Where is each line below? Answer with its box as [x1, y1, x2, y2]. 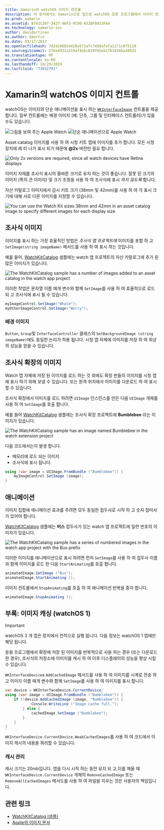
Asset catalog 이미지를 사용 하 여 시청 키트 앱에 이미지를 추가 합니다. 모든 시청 [5, 139, 155, 145]
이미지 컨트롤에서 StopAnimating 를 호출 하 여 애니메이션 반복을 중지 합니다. [5, 584, 148, 591]
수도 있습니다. [5, 118, 32, 124]
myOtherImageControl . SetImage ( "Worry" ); [5, 306, 89, 311]
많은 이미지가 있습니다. [5, 260, 48, 266]
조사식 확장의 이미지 [5, 358, 61, 367]
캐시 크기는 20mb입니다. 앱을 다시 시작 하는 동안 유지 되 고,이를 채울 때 [5, 765, 140, 771]
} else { [22, 706, 41, 711]
